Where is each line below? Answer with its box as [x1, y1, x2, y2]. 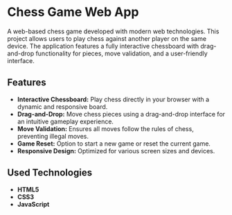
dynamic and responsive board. [17, 102, 108, 111]
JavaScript [17, 200, 50, 208]
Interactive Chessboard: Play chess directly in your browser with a [17, 95, 210, 103]
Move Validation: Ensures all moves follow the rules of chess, [17, 124, 194, 132]
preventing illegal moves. [17, 132, 89, 140]
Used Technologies [7, 167, 92, 179]
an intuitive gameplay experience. [17, 117, 114, 126]
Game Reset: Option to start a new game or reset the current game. [17, 139, 211, 148]
